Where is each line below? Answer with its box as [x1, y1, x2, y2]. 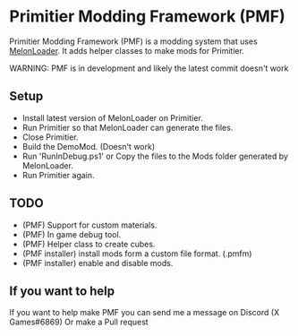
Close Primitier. [21, 132, 79, 142]
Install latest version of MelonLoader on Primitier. [21, 112, 203, 123]
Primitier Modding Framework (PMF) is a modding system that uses [9, 36, 258, 47]
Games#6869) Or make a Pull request [9, 316, 149, 328]
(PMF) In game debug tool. [21, 228, 122, 239]
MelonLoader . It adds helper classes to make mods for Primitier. [9, 45, 244, 56]
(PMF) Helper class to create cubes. [21, 238, 156, 249]
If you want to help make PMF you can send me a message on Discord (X [9, 307, 280, 318]
